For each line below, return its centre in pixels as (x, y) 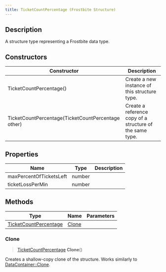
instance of (138, 85)
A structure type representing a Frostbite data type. (57, 41)
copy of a (136, 118)
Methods (19, 202)
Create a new (141, 79)
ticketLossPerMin (28, 185)
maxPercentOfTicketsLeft (37, 177)
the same (136, 130)
